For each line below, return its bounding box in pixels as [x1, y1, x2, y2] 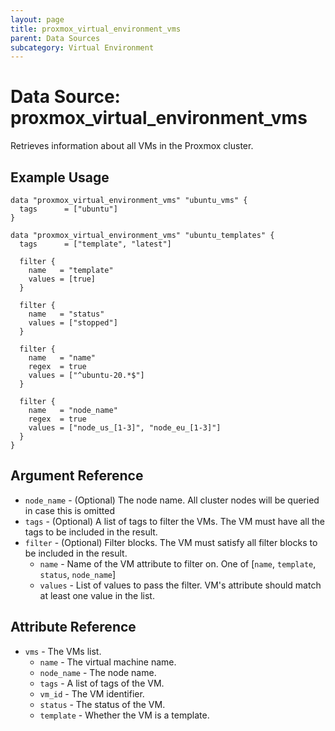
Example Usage [10, 169, 110, 186]
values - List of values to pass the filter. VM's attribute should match [39, 579, 322, 591]
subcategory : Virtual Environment [10, 42, 155, 53]
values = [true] [28, 274, 97, 284]
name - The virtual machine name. [39, 656, 177, 668]
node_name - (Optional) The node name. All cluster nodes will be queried [24, 494, 320, 506]
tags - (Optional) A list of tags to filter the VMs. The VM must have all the [24, 515, 326, 527]
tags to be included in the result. [24, 526, 158, 538]
